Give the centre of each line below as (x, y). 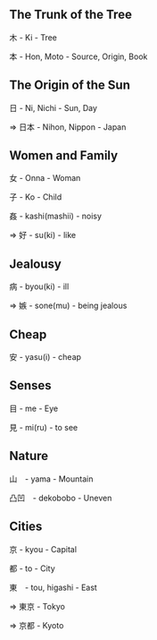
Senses (30, 385)
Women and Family (64, 156)
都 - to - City (32, 568)
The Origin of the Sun (70, 85)
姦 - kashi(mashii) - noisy (56, 216)
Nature (29, 456)
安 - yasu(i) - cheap (45, 357)
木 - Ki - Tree (33, 37)
